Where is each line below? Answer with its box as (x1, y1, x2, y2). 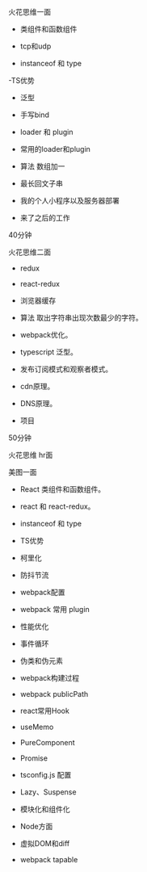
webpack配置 (19, 588, 65, 597)
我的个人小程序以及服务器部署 (19, 196, 120, 205)
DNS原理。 (19, 399, 57, 408)
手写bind (19, 110, 50, 119)
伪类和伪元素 (19, 656, 63, 665)
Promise (19, 753, 48, 763)
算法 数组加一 (19, 161, 65, 171)
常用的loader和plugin (19, 145, 91, 153)
